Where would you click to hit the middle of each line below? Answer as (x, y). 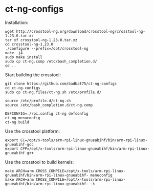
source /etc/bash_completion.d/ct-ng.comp (49, 105)
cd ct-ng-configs (23, 88)
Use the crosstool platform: (33, 131)
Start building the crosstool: (33, 75)
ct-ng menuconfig (23, 118)
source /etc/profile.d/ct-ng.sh (38, 101)
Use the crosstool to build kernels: (40, 162)
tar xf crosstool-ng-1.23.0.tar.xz (41, 40)
